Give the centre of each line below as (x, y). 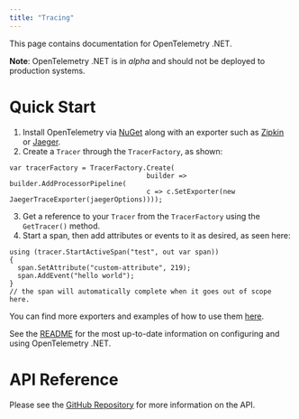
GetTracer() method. (61, 226)
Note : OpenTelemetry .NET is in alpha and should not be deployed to (137, 61)
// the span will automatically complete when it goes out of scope (140, 291)
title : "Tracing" (42, 18)
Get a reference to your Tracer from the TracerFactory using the (141, 216)
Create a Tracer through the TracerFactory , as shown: (122, 151)
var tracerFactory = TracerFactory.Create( (92, 168)
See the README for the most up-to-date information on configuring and (145, 333)
